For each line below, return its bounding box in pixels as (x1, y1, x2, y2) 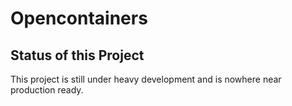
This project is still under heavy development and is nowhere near (10, 73, 282, 85)
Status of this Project (10, 47, 145, 64)
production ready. (10, 84, 84, 96)
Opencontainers (10, 7, 148, 30)
